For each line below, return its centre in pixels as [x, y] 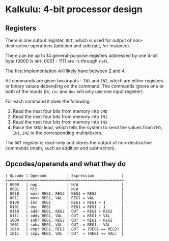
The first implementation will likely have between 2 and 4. [66, 71]
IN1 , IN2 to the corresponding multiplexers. [58, 133]
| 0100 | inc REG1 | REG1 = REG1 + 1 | [65, 202]
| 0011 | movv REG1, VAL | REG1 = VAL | [65, 198]
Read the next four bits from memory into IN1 [60, 116]
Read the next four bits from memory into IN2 [60, 122]
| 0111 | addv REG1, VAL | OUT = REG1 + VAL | [65, 216]
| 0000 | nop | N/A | [65, 185]
